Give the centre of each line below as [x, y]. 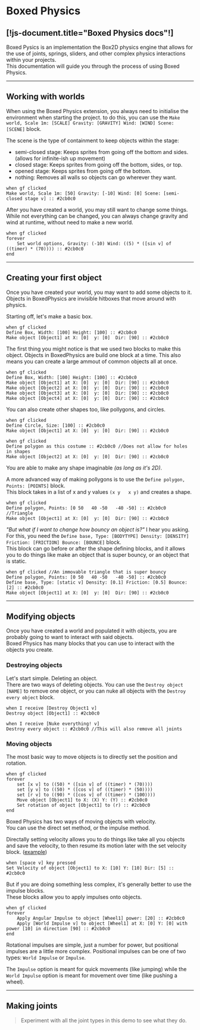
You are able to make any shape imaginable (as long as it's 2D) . [84, 468]
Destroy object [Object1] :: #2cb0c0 [53, 713]
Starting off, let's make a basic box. [49, 316]
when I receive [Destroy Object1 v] [51, 708]
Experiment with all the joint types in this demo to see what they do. [104, 1020]
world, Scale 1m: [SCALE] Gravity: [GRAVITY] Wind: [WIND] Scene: [90, 123]
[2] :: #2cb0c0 [25, 587]
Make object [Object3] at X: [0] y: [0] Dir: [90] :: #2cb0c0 [87, 393]
